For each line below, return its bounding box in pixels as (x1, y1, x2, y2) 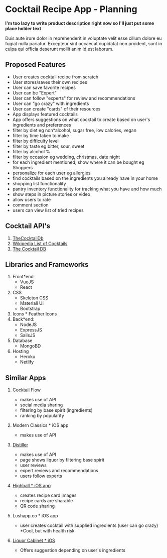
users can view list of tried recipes (12, 207, 84, 213)
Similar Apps (5, 373, 46, 382)
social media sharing (20, 402, 63, 408)
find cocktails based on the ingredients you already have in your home (12, 175, 158, 181)
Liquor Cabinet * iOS (12, 537, 55, 543)
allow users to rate (12, 196, 51, 202)
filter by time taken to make (12, 132, 69, 139)
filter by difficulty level (12, 138, 59, 144)
